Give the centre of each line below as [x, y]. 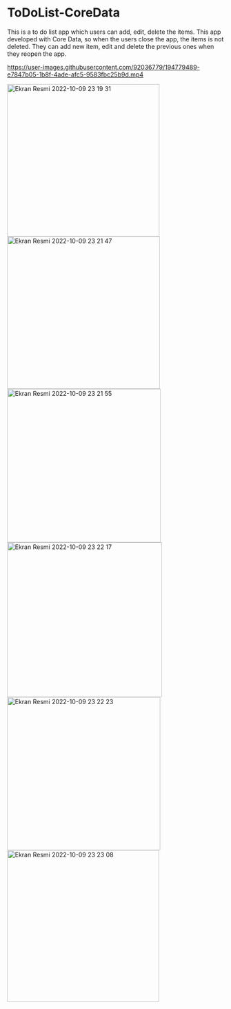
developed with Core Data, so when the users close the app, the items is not [115, 39]
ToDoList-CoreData [64, 13]
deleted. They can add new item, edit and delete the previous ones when [111, 46]
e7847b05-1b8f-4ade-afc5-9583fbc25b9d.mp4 [75, 74]
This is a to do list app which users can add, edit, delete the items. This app [114, 32]
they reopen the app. [37, 54]
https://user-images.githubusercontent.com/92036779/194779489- [103, 67]
